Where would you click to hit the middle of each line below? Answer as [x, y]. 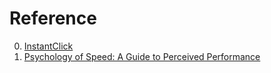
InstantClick [48, 46]
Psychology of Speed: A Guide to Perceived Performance [142, 56]
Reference [53, 18]
